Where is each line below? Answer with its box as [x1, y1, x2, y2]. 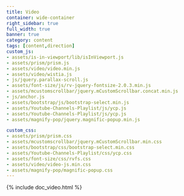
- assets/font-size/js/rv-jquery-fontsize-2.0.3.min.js [6, 83, 151, 89]
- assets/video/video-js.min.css [6, 161, 91, 167]
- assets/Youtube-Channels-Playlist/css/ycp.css [6, 150, 132, 156]
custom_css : [6, 127, 37, 134]
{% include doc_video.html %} [6, 184, 82, 191]
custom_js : [6, 49, 34, 55]
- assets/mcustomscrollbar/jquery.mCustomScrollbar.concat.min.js [6, 88, 179, 94]
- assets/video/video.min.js [6, 65, 80, 72]
